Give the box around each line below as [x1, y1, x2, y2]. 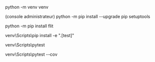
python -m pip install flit [5, 23, 53, 29]
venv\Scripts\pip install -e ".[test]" [5, 33, 75, 38]
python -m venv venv [5, 4, 48, 10]
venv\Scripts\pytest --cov [5, 51, 58, 57]
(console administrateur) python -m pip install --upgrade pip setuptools [5, 14, 151, 19]
